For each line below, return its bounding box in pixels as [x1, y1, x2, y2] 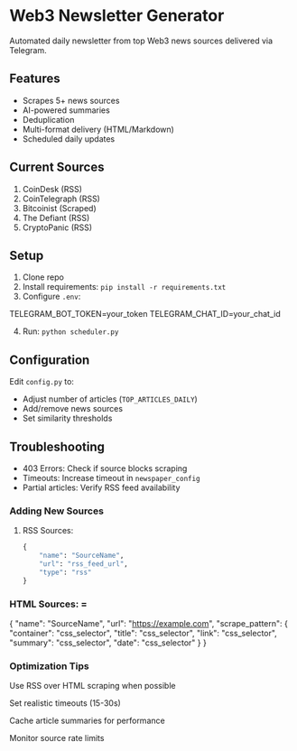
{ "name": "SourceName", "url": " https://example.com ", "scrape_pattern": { [9, 617, 289, 628]
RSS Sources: [22, 525, 74, 536]
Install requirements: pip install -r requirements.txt [22, 282, 227, 292]
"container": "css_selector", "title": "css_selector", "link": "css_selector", [9, 627, 277, 638]
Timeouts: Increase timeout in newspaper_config [22, 473, 200, 483]
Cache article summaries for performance [9, 715, 165, 727]
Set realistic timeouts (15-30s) [9, 698, 122, 709]
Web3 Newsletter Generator [9, 5, 225, 26]
